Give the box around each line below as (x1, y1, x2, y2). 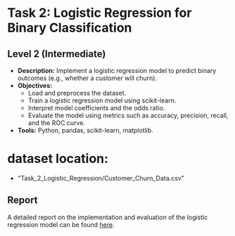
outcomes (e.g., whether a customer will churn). (17, 74, 157, 82)
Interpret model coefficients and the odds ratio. (27, 104, 165, 112)
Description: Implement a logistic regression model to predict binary (17, 67, 217, 74)
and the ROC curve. (27, 119, 86, 127)
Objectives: (17, 81, 53, 89)
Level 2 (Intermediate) (7, 48, 106, 60)
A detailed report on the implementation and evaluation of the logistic (7, 213, 208, 221)
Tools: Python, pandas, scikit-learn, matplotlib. (17, 126, 153, 134)
